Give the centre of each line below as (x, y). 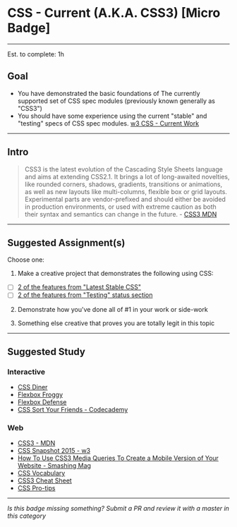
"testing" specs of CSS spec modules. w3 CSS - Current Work (108, 123)
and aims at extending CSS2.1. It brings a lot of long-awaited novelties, (127, 176)
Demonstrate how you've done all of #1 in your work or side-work (113, 309)
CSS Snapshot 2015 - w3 (54, 451)
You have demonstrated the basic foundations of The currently (109, 93)
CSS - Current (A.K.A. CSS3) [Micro (114, 13)
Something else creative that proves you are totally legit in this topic (116, 323)
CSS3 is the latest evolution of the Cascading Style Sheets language (124, 169)
